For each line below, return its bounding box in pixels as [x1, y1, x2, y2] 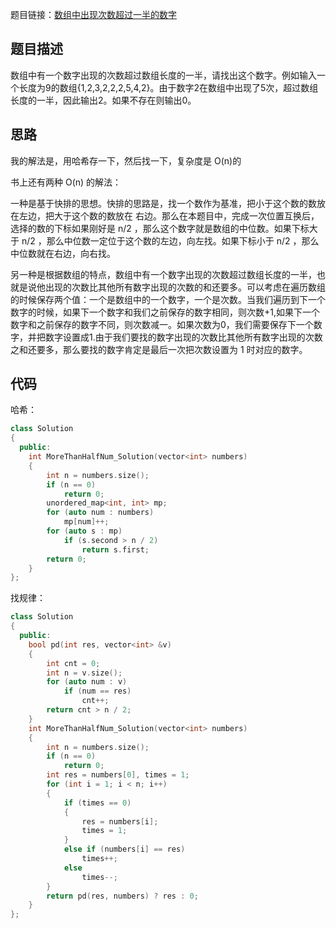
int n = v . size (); [46, 668, 123, 678]
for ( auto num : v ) [46, 677, 128, 687]
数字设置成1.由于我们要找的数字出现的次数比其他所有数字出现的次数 [44, 331, 323, 343]
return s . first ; [81, 544, 150, 555]
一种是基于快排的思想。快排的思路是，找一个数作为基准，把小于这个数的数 [10, 197, 317, 209]
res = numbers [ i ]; [81, 816, 159, 827]
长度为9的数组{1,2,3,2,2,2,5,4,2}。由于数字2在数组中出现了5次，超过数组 [18, 81, 319, 93]
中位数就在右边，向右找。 [10, 247, 116, 259]
